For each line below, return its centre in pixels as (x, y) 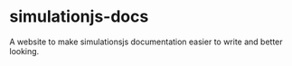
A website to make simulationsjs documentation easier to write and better (146, 42)
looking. (24, 51)
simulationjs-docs (79, 17)
